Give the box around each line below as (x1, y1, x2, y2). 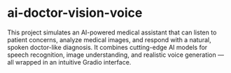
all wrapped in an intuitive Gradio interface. (7, 58, 132, 66)
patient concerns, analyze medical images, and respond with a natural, (7, 35, 211, 44)
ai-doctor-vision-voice (7, 5, 143, 21)
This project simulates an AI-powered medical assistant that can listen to (7, 28, 217, 36)
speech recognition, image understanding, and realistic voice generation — (7, 51, 224, 59)
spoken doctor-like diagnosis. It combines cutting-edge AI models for (7, 43, 208, 51)
